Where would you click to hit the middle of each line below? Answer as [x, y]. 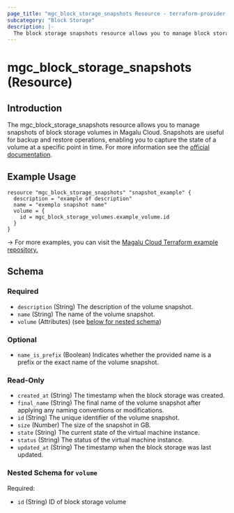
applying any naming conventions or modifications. [91, 410]
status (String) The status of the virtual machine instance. [101, 440]
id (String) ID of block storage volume [72, 501]
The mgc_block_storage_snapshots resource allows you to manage [103, 125]
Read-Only [26, 380]
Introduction [35, 108]
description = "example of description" [73, 199]
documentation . [30, 155]
